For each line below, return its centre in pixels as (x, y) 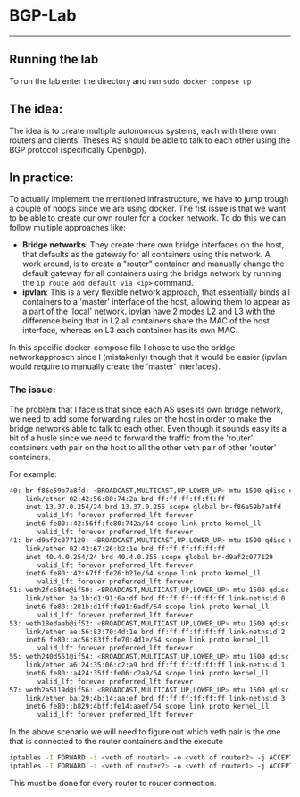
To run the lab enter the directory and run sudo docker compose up (130, 80)
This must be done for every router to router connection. (113, 783)
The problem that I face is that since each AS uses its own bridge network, (146, 409)
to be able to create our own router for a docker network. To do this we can (148, 218)
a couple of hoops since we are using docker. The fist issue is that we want (148, 209)
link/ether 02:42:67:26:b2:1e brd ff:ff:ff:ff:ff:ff (125, 549)
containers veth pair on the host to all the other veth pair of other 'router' (143, 447)
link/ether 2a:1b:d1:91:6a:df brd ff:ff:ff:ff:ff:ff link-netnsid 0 (155, 599)
